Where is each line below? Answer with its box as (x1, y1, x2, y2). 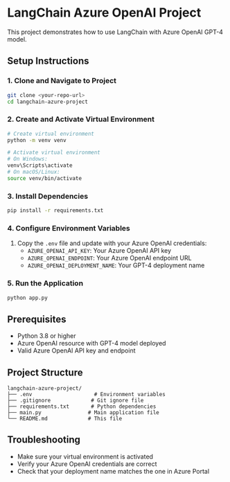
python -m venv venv (7, 136, 67, 143)
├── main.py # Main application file (7, 409, 159, 416)
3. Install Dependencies (7, 191, 89, 201)
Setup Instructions (7, 55, 89, 67)
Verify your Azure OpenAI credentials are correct (17, 459, 157, 468)
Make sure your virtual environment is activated (17, 452, 154, 461)
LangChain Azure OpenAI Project (7, 5, 202, 21)
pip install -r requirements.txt (7, 207, 104, 214)
